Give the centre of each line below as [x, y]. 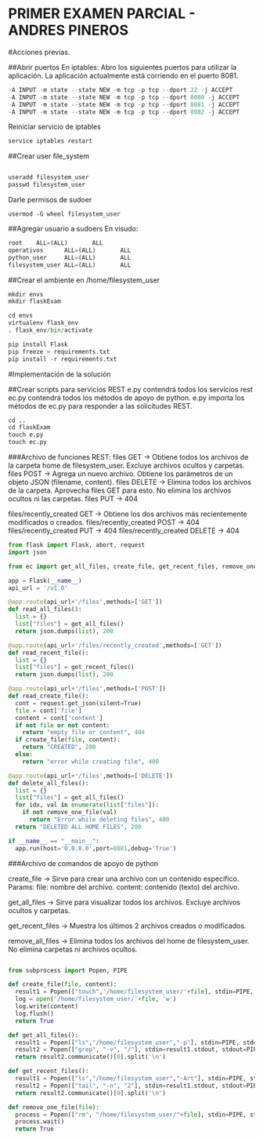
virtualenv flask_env [43, 323]
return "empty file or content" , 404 [84, 733]
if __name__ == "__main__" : [54, 841]
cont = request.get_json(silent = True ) [79, 703]
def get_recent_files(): [49, 1072]
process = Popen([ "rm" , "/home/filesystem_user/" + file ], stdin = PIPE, [131, 1115]
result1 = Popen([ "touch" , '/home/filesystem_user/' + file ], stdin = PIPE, [135, 992]
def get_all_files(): [43, 1035]
